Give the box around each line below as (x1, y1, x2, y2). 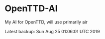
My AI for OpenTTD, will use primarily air (4, 19, 88, 25)
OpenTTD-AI (4, 3, 58, 14)
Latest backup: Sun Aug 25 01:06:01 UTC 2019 (4, 28, 100, 34)
